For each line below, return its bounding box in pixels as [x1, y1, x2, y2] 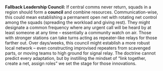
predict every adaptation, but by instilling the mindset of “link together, [5, 56, 146, 61]
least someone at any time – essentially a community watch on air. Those [5, 30, 152, 35]
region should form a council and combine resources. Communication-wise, [5, 9, 158, 15]
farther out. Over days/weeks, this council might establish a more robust [5, 40, 150, 45]
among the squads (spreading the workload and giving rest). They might [5, 19, 150, 25]
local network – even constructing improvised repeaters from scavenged [5, 45, 151, 51]
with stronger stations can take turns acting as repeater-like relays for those [5, 35, 157, 41]
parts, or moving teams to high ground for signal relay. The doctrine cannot [5, 50, 156, 56]
